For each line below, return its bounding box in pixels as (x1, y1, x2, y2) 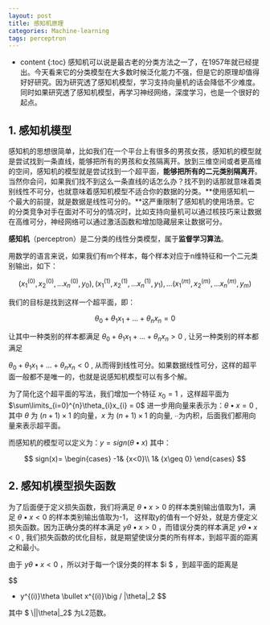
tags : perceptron (8, 34, 67, 43)
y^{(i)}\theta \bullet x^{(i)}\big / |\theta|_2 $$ (19, 591, 167, 601)
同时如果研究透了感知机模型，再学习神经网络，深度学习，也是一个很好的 (19, 88, 260, 97)
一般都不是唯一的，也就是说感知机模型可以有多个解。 (14, 371, 191, 381)
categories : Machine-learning (8, 27, 110, 35)
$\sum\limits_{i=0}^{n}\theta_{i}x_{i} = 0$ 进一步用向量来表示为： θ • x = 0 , (8, 400, 259, 410)
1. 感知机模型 (8, 123, 72, 137)
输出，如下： (14, 261, 58, 271)
